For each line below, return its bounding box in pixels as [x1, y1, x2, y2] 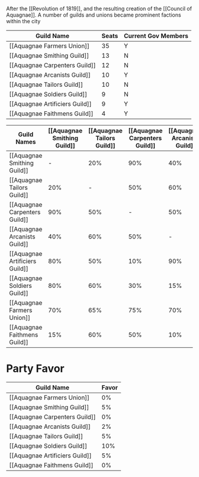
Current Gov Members [123, 32, 188, 40]
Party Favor [6, 362, 65, 375]
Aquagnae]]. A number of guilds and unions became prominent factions [6, 11, 182, 18]
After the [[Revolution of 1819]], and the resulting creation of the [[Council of [6, 5, 192, 12]
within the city [6, 18, 41, 24]
